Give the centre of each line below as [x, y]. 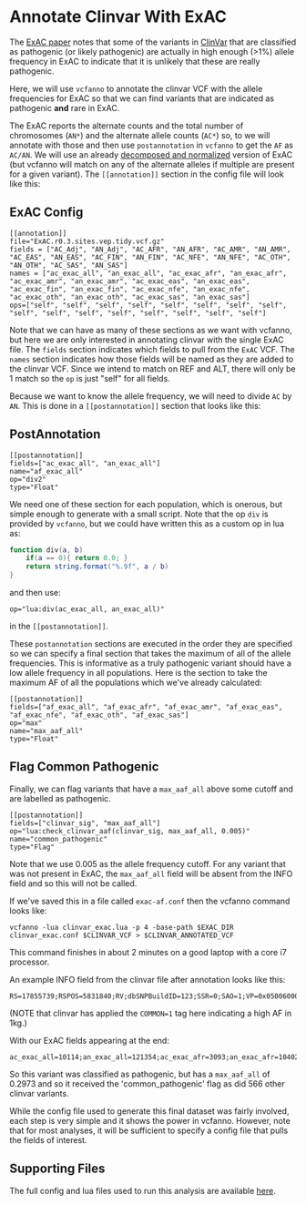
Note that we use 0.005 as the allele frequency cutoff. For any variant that [148, 863]
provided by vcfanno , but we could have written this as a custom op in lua [147, 523]
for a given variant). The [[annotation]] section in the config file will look [147, 174]
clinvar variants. [40, 1093]
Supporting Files [57, 1169]
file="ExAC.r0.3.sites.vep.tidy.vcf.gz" [87, 241]
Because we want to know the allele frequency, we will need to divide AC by [151, 396]
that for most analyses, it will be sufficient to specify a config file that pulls [149, 1130]
